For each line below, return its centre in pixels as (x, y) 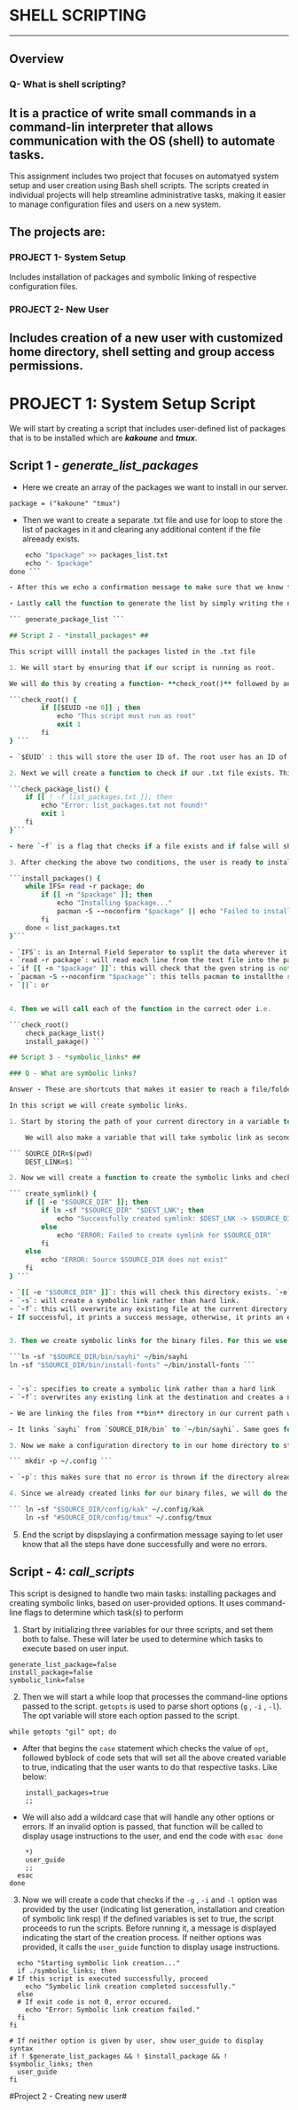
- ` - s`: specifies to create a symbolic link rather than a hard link (142, 1389)
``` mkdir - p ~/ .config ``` (61, 1461)
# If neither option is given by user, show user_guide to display (137, 2041)
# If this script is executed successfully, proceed (109, 1979)
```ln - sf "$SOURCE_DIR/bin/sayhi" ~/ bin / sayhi (99, 1357)
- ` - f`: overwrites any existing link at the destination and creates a (146, 1397)
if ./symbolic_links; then (67, 1971)
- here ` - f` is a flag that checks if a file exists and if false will (144, 846)
